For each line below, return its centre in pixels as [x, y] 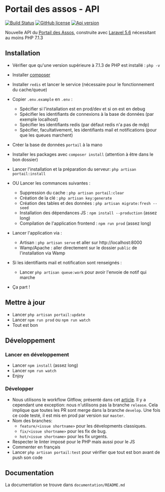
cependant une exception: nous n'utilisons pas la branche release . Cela [85, 405]
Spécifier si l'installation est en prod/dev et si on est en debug [82, 109]
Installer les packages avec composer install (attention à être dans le [83, 154]
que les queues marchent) [46, 135]
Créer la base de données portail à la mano [57, 145]
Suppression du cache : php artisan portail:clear [72, 193]
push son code [27, 457]
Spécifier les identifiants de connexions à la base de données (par [87, 114]
